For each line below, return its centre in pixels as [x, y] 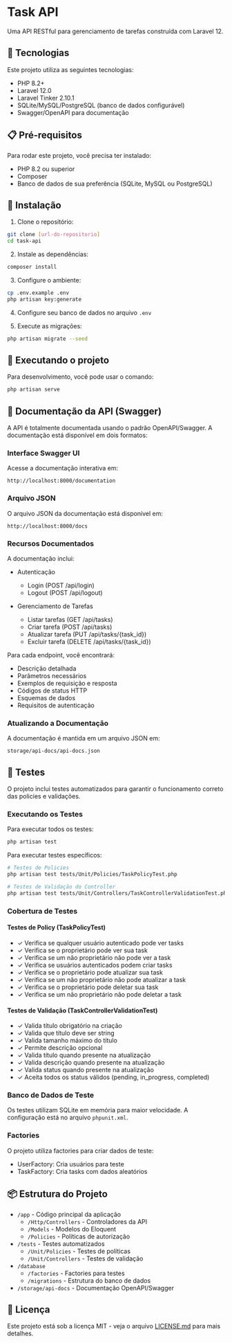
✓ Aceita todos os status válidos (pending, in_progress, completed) [113, 1077]
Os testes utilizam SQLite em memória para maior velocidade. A [98, 1110]
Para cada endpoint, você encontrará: [61, 655]
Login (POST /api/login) [61, 585]
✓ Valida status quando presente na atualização [85, 1070]
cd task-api [24, 241]
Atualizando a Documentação [58, 723]
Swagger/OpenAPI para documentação [73, 112]
